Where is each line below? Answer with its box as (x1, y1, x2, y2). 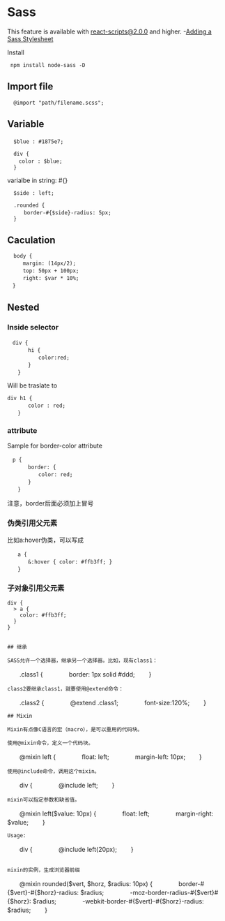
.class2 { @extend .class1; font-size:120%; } (19, 698, 207, 707)
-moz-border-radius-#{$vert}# (130, 888, 219, 897)
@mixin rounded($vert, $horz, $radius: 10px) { (19, 879, 153, 887)
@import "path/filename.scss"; (13, 99, 104, 106)
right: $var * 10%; (22, 275, 79, 282)
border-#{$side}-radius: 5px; (24, 209, 111, 216)
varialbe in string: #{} (7, 176, 68, 184)
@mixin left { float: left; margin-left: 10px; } (19, 752, 202, 761)
